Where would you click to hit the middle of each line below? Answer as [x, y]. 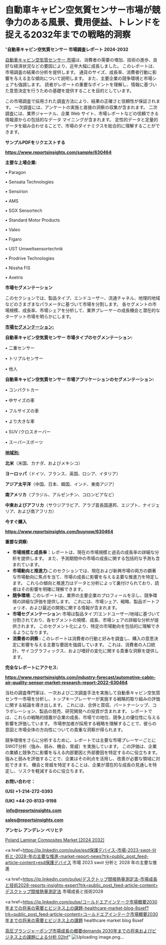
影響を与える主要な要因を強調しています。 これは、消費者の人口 [86, 644]
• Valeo [13, 229]
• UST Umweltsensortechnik [34, 248]
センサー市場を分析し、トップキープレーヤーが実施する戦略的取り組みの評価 [83, 699]
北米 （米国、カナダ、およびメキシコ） [44, 463]
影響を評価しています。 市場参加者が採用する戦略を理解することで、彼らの [81, 723]
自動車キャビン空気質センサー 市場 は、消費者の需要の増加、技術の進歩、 [79, 60]
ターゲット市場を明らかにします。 [39, 316]
